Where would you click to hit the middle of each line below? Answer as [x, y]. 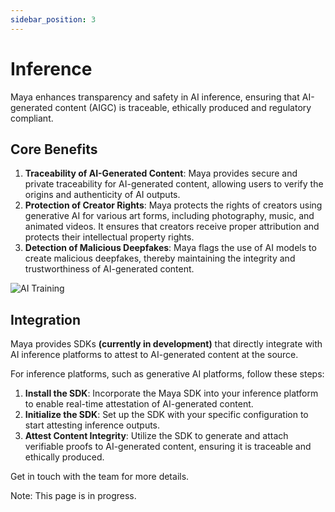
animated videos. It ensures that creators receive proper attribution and [172, 227]
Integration [46, 319]
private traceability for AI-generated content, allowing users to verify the [174, 184]
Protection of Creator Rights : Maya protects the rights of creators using [173, 205]
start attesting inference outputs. [92, 425]
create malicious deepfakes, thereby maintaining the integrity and [160, 258]
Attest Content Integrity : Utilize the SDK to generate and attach [156, 436]
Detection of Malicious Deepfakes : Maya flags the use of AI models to [170, 248]
